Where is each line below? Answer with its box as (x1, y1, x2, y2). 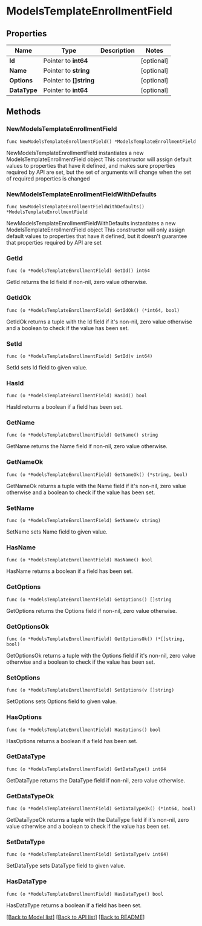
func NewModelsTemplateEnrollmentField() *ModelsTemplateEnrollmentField (6, 138, 197, 145)
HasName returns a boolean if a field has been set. (6, 567, 133, 575)
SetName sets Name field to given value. (6, 528, 108, 535)
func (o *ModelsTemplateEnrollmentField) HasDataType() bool (6, 891, 164, 897)
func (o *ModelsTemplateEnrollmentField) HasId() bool (6, 392, 148, 399)
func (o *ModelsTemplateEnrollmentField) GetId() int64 (6, 268, 150, 274)
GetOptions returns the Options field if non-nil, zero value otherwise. (6, 607, 177, 614)
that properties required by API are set (6, 239, 102, 246)
